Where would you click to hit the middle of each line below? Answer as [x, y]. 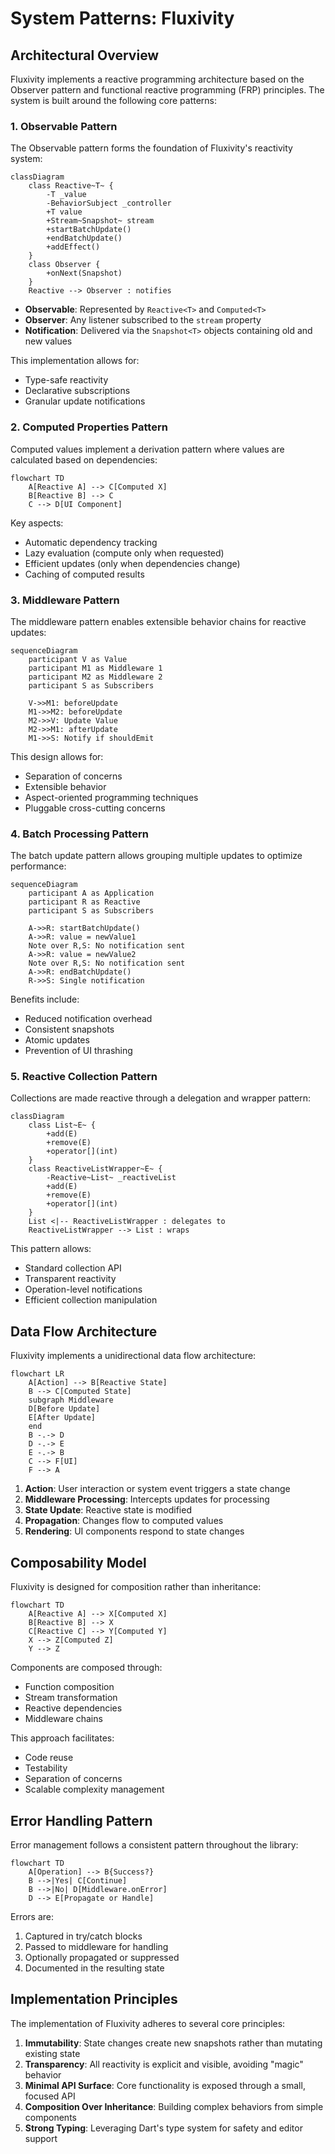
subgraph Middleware [71, 1400]
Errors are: [32, 1916]
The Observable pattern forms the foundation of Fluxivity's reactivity [151, 148]
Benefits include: [45, 999]
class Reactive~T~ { [71, 186]
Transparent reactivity [70, 1279]
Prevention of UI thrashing [78, 1051]
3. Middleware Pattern [65, 600]
